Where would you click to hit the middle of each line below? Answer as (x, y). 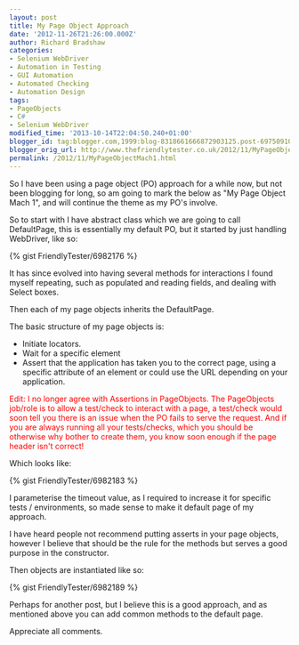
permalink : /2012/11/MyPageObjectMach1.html (93, 158)
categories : (31, 51)
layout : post (33, 17)
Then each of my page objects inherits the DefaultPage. (112, 309)
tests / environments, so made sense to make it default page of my (132, 507)
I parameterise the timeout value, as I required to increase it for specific (140, 497)
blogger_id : (31, 141)
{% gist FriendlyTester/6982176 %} (73, 255)
